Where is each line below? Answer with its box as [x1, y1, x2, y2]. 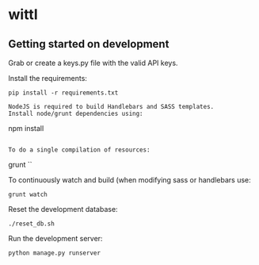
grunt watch [8, 190, 48, 198]
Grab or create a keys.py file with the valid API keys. [8, 58, 178, 67]
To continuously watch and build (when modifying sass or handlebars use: [8, 175, 251, 184]
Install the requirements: [8, 74, 87, 83]
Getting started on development [8, 37, 169, 51]
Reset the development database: [8, 205, 118, 213]
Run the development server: [8, 234, 103, 243]
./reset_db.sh [8, 220, 55, 228]
